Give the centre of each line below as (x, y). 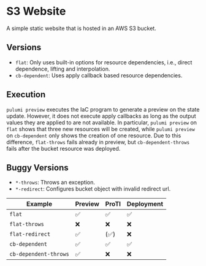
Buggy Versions (37, 168)
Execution (26, 95)
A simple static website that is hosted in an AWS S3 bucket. (81, 28)
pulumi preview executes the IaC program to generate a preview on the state (103, 109)
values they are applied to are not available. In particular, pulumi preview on (102, 122)
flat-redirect (30, 234)
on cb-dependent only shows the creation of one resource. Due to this (94, 135)
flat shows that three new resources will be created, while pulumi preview (101, 129)
